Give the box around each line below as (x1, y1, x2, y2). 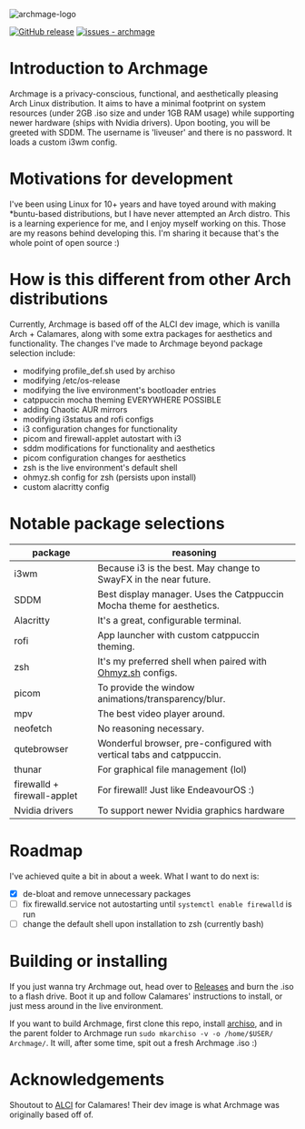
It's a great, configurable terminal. (97, 614, 242, 626)
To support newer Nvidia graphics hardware (97, 804, 285, 817)
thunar (14, 763, 43, 776)
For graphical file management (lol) (97, 763, 248, 776)
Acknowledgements (9, 1070, 165, 1090)
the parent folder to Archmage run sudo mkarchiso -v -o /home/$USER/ (9, 1027, 274, 1038)
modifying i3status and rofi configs (22, 413, 154, 424)
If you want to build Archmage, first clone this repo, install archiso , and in (9, 1018, 283, 1029)
